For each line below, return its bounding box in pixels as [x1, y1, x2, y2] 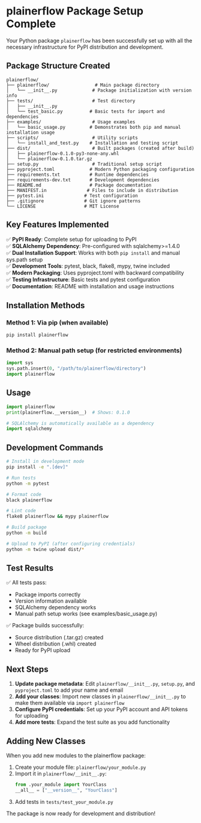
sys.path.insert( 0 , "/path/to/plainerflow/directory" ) [6, 365, 146, 371]
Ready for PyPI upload [14, 647, 71, 654]
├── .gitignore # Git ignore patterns [6, 197, 141, 204]
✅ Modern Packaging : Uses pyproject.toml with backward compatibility [6, 269, 184, 276]
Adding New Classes [6, 736, 86, 746]
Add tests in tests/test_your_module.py [14, 798, 113, 805]
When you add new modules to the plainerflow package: [6, 752, 146, 759]
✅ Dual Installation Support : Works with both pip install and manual [6, 249, 180, 256]
